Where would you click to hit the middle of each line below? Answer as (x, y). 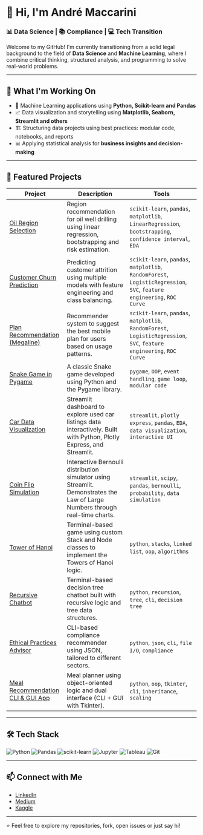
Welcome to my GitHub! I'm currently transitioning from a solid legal (91, 47)
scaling (140, 698)
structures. (82, 618)
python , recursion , (155, 592)
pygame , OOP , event (155, 372)
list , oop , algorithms (159, 551)
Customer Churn (33, 278)
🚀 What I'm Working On (51, 91)
